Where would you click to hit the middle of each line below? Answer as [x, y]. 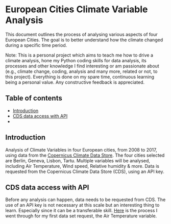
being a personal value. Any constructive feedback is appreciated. [75, 82]
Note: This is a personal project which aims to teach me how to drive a [79, 55]
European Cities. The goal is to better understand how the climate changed [84, 40]
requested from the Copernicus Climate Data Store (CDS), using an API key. [85, 171]
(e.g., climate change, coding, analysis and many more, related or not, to [81, 71]
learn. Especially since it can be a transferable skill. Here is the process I [81, 211]
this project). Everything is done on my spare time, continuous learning [80, 77]
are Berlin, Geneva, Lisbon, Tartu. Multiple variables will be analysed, [78, 160]
